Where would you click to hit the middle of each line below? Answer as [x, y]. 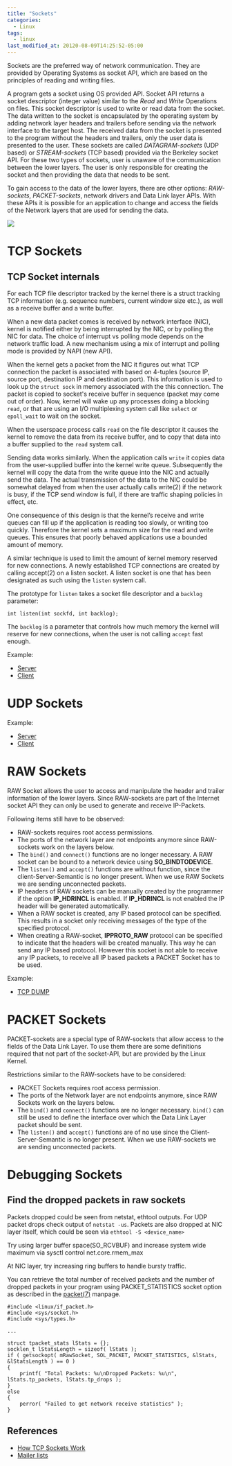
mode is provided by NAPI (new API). [60, 351]
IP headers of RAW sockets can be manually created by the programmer [120, 891]
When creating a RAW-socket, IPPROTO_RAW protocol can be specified [120, 935]
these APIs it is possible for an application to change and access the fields [113, 203]
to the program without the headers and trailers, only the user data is [105, 138]
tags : [15, 33]
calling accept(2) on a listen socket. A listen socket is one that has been [109, 573]
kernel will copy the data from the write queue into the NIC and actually [108, 472]
